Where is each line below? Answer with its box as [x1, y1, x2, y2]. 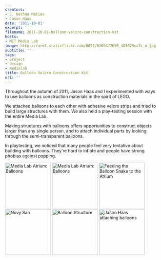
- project [5, 57, 25, 62]
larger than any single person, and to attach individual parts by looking [5, 128, 147, 134]
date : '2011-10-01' [5, 20, 45, 26]
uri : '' [5, 75, 21, 80]
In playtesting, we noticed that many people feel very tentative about [5, 142, 143, 149]
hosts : [5, 35, 19, 39]
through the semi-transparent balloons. [5, 133, 84, 139]
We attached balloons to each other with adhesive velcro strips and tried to [5, 103, 156, 109]
